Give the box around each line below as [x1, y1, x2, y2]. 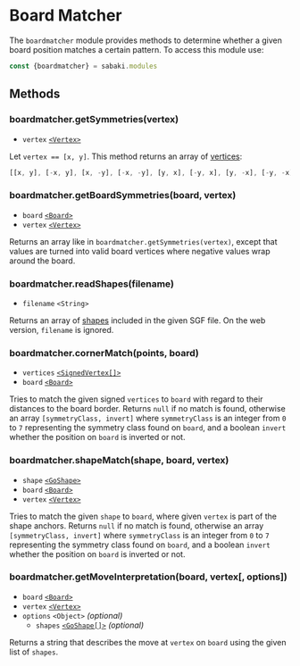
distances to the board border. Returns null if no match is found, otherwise [9, 404, 286, 414]
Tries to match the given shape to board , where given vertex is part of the [9, 511, 277, 521]
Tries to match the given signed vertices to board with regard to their [9, 394, 263, 404]
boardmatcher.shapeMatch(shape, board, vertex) [9, 454, 229, 467]
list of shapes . [9, 646, 59, 657]
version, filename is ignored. [9, 324, 114, 335]
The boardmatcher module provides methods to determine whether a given [9, 35, 283, 46]
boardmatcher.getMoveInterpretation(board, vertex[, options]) [9, 570, 287, 583]
